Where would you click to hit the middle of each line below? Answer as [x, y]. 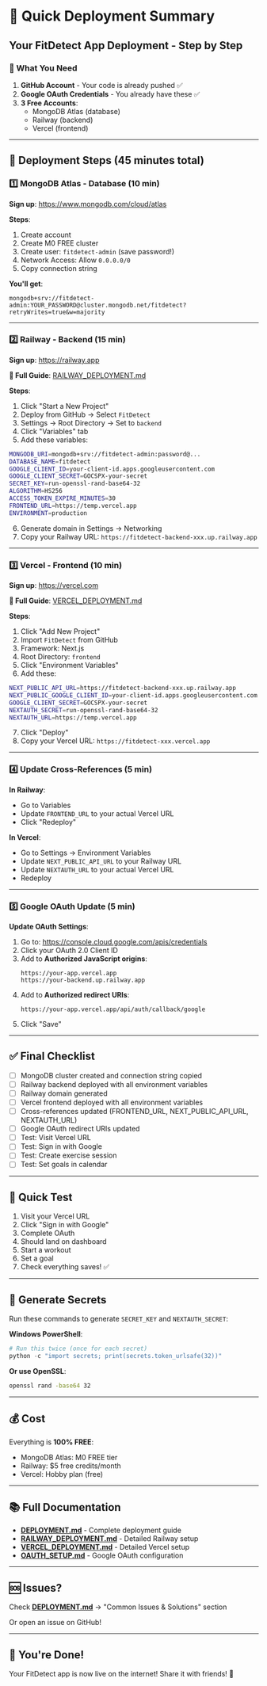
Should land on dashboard [63, 1242]
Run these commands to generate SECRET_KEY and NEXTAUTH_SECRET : [119, 1319]
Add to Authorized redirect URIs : [75, 995]
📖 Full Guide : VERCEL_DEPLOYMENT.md [76, 601]
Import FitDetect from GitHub [69, 640]
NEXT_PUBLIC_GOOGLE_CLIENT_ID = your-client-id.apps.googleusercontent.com [133, 695]
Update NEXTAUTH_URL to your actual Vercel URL [97, 869]
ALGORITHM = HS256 [36, 491]
